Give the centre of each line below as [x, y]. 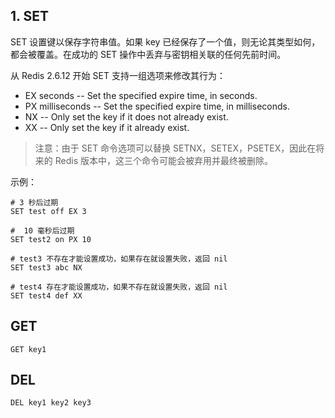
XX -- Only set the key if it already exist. [107, 127]
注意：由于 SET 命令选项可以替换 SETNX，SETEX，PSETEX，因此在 [175, 148]
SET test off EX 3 [48, 211]
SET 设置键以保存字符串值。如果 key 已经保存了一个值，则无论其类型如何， [165, 41]
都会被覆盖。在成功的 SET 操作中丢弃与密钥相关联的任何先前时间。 [148, 54]
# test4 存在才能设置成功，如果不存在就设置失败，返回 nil [119, 287]
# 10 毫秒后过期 [42, 230]
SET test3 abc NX [46, 267]
